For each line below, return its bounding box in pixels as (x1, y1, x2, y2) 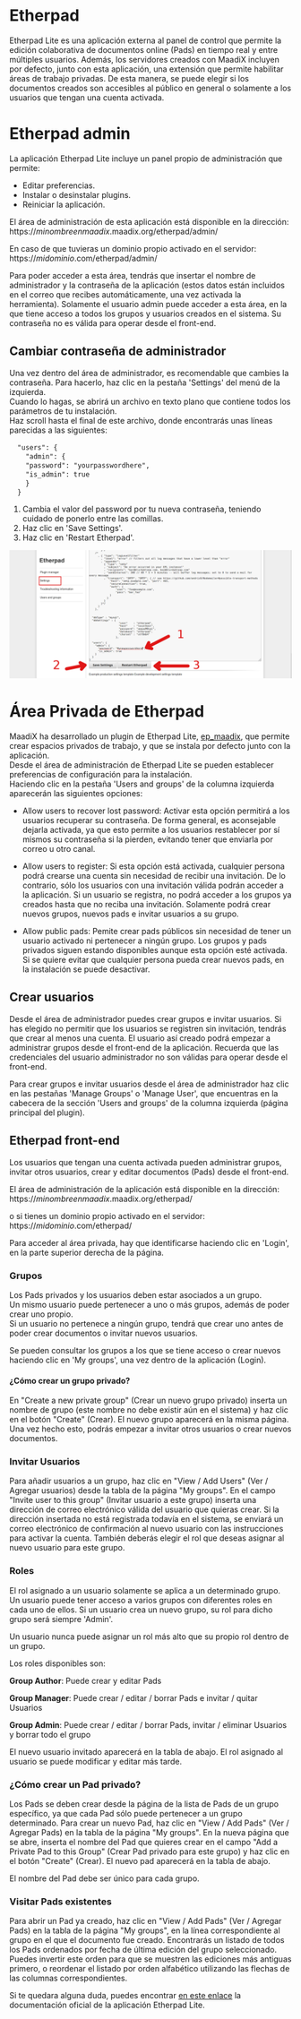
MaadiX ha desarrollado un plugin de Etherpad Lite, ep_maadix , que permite (9, 731, 290, 742)
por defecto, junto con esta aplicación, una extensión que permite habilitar (9, 64, 284, 74)
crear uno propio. (9, 1309, 73, 1319)
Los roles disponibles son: (9, 1658, 106, 1669)
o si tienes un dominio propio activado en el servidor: (9, 1210, 206, 1221)
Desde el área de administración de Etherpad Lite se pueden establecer (9, 759, 274, 770)
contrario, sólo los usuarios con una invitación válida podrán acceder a (21, 880, 284, 890)
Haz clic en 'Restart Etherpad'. (21, 532, 135, 543)
